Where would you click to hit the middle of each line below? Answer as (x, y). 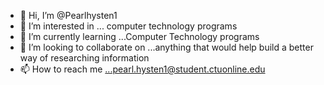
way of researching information (84, 58)
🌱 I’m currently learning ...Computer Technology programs (139, 36)
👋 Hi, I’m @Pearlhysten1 (68, 15)
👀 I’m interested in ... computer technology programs (128, 26)
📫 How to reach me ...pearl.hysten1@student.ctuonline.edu (142, 69)
